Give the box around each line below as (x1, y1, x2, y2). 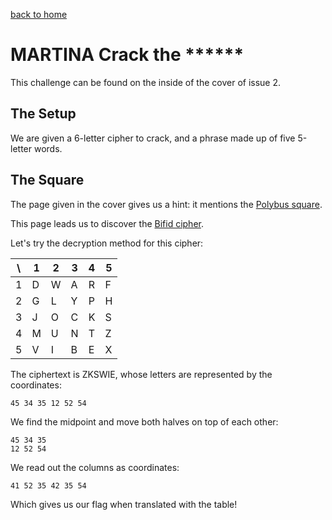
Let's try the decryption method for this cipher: (10, 237, 204, 249)
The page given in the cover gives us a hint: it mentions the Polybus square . (10, 198, 323, 210)
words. (33, 142, 63, 154)
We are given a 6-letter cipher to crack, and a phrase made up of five (10, 132, 296, 144)
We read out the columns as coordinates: (10, 461, 180, 473)
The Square (10, 172, 85, 189)
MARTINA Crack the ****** (10, 44, 245, 66)
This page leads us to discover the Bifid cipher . (10, 217, 204, 229)
